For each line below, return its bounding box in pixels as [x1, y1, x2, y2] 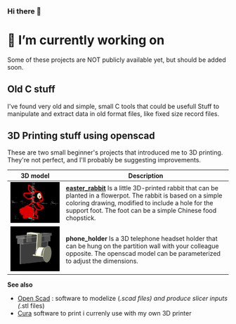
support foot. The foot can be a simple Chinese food [65, 207, 217, 215]
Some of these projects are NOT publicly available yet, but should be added [7, 56, 226, 64]
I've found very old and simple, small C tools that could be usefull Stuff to [7, 102, 220, 110]
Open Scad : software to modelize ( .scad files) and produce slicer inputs [17, 294, 228, 302]
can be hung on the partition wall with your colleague [65, 242, 219, 250]
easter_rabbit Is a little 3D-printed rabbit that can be [65, 184, 219, 193]
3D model [20, 171, 50, 180]
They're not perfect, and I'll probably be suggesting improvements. [7, 156, 202, 164]
